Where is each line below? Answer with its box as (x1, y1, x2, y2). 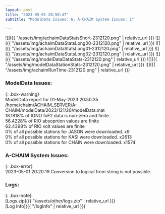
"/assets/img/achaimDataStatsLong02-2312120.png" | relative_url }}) (12, 51, 155, 57)
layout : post (5, 7, 33, 13)
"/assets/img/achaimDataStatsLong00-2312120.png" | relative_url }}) (12, 40, 155, 46)
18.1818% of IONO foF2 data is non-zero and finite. (5, 112, 110, 118)
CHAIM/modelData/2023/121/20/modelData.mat (5, 107, 105, 113)
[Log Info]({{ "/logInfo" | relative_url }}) (5, 203, 86, 209)
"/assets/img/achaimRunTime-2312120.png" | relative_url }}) (5, 67, 130, 73)
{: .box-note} (5, 192, 32, 199)
